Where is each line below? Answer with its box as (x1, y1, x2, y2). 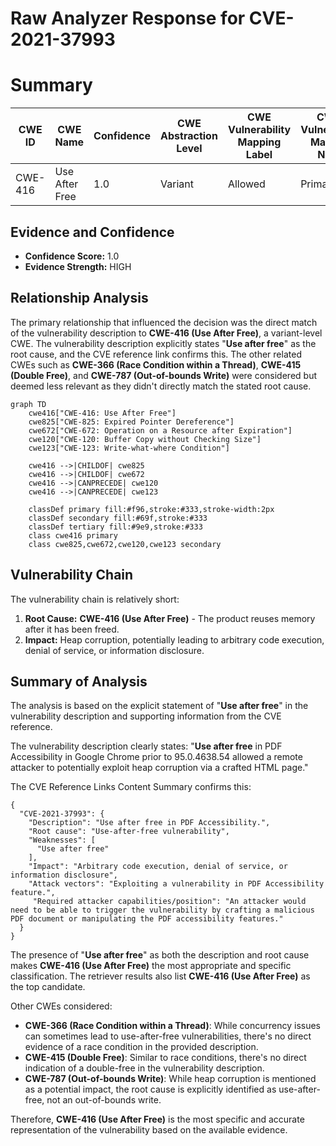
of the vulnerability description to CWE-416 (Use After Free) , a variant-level (10, 327, 323, 339)
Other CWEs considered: (10, 1000, 113, 1012)
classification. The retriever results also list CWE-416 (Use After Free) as (10, 970, 311, 982)
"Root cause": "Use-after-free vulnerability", (28, 827, 230, 837)
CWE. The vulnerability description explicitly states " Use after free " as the (10, 337, 317, 349)
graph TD (10, 399, 47, 409)
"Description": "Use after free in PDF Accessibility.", (28, 818, 271, 828)
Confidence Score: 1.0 (24, 250, 120, 262)
